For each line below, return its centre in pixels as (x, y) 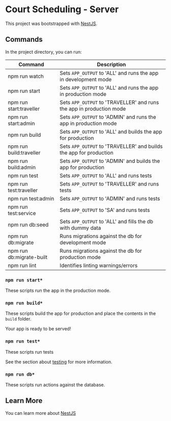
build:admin (22, 167)
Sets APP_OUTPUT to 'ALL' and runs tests (106, 175)
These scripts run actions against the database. (55, 385)
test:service (22, 213)
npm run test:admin (31, 198)
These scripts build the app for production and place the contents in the (81, 313)
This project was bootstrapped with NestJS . (51, 23)
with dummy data (80, 228)
